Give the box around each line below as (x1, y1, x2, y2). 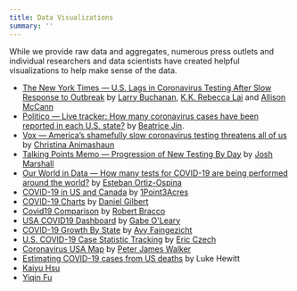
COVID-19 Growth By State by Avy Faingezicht (21, 224, 193, 235)
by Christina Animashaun (21, 139, 115, 150)
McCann (21, 101, 54, 112)
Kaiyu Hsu (21, 262, 61, 273)
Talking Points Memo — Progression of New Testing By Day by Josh (21, 148, 274, 159)
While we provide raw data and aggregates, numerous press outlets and (9, 46, 275, 56)
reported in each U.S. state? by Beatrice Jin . (21, 120, 185, 130)
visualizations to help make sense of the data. (9, 64, 177, 76)
